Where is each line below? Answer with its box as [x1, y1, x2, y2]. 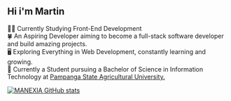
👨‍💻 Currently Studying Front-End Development [7, 24, 142, 32]
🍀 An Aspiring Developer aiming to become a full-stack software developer [7, 32, 224, 40]
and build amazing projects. [7, 39, 87, 48]
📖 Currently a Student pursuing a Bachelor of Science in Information [7, 65, 204, 73]
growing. [7, 58, 33, 66]
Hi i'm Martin [7, 6, 65, 18]
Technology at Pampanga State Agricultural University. [7, 72, 166, 81]
